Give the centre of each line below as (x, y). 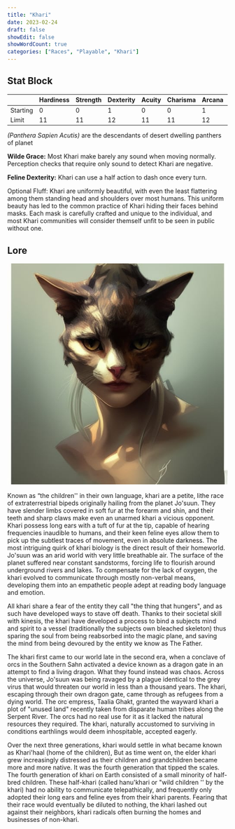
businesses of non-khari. (43, 820)
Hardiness (54, 100)
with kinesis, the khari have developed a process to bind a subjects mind (112, 621)
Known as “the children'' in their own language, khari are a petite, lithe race (115, 496)
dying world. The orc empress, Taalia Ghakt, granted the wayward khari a (113, 702)
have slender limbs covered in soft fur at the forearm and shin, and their (111, 511)
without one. (25, 229)
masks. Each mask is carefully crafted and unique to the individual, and (110, 213)
